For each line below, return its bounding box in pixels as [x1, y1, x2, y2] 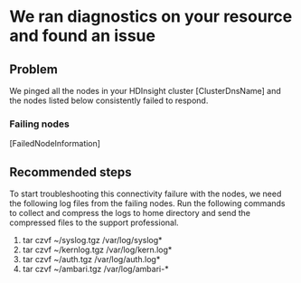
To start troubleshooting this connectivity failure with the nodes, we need [9, 188, 282, 200]
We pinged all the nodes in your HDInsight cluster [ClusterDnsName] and [9, 86, 282, 96]
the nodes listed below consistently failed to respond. [9, 95, 209, 106]
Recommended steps [9, 165, 132, 180]
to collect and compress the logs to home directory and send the [9, 208, 251, 219]
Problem [9, 61, 59, 77]
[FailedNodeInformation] [9, 138, 101, 149]
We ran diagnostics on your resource [9, 6, 293, 27]
